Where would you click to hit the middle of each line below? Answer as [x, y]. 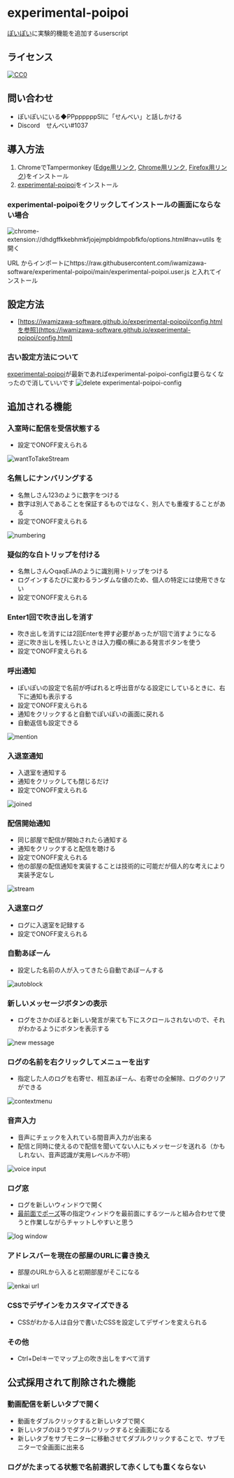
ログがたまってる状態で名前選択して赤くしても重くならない [107, 1467]
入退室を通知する [42, 772]
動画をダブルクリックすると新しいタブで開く [82, 1421]
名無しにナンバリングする [50, 478]
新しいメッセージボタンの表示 [57, 1003]
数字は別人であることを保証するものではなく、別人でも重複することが [118, 503]
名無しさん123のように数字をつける [68, 495]
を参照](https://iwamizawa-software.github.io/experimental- [104, 330]
